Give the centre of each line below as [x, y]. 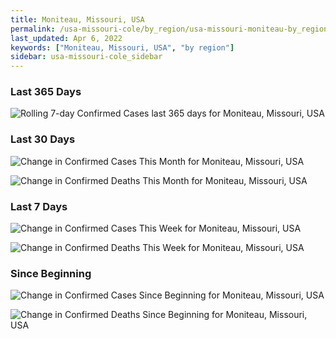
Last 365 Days [46, 92]
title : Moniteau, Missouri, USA [77, 19]
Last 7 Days [39, 206]
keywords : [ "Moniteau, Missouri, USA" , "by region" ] [122, 47]
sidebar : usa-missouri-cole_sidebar [86, 57]
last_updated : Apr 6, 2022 [66, 38]
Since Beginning [51, 273]
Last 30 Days [43, 139]
